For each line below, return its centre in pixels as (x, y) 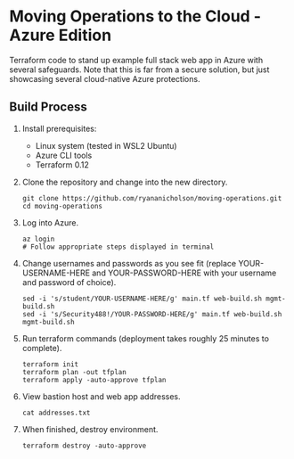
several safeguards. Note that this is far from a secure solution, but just (139, 70)
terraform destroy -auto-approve (84, 446)
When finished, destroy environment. (90, 429)
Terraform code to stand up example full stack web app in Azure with (136, 60)
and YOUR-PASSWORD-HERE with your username (184, 273)
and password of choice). (69, 282)
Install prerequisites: (59, 128)
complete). (42, 348)
